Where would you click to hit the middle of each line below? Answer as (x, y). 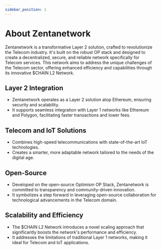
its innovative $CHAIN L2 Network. (40, 73)
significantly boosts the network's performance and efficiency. (74, 232)
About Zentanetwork (48, 33)
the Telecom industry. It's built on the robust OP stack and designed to (75, 52)
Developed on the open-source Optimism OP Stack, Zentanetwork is (80, 184)
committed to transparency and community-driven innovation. (74, 190)
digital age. (23, 158)
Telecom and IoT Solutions (46, 130)
